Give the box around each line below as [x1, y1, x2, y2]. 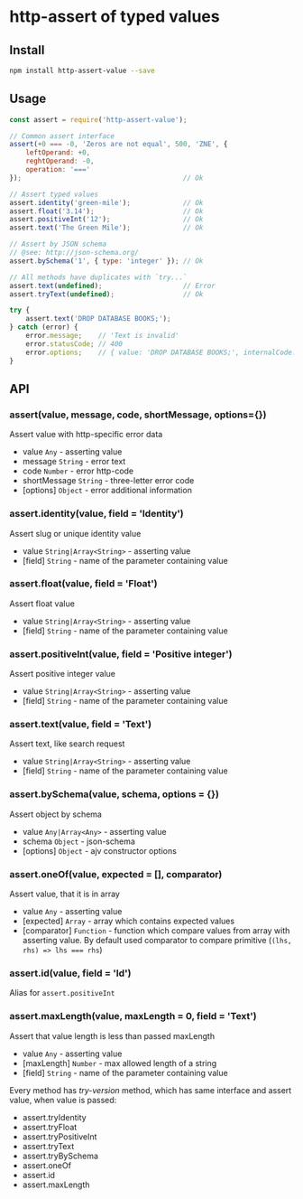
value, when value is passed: [9, 1094, 117, 1105]
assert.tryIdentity [22, 1111, 87, 1122]
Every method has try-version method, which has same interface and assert [9, 1084, 292, 1095]
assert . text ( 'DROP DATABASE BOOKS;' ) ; [25, 314, 171, 323]
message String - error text [22, 456, 126, 467]
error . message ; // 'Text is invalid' [25, 332, 179, 341]
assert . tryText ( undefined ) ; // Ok [9, 289, 204, 299]
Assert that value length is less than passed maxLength [9, 1030, 215, 1041]
